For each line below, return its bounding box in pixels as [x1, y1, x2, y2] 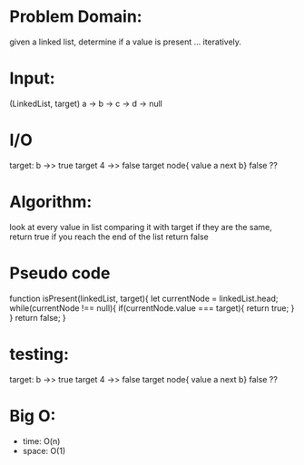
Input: [9, 68, 55, 89]
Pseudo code [9, 263, 111, 283]
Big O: [9, 405, 56, 426]
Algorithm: [9, 192, 93, 212]
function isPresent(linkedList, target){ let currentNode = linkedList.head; [9, 293, 279, 304]
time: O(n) [22, 435, 61, 446]
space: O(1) [22, 445, 66, 456]
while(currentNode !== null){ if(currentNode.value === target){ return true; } [9, 302, 295, 314]
